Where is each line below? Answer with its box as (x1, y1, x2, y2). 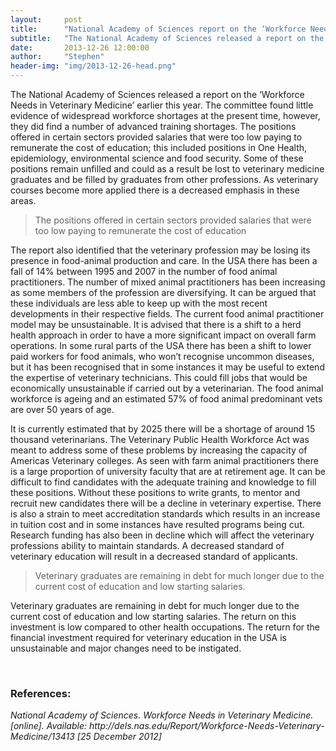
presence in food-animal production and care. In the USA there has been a (10, 255, 318, 266)
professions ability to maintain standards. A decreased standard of (10, 540, 285, 551)
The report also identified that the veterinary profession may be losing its (10, 244, 311, 256)
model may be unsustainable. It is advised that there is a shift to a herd (10, 319, 302, 330)
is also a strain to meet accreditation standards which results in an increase (10, 508, 321, 520)
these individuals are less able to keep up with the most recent (10, 297, 268, 309)
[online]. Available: (10, 720, 88, 732)
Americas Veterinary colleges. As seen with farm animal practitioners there (10, 455, 319, 466)
